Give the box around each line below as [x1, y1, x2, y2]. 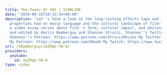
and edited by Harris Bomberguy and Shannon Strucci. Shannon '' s [9, 30, 148, 35]
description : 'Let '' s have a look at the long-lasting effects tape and [5, 16, 159, 21]
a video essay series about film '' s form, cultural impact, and [9, 26, 146, 31]
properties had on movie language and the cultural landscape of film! [9, 21, 162, 26]
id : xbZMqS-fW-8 [14, 58, 48, 63]
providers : [5, 48, 28, 53]
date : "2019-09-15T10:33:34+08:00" [5, 12, 79, 17]
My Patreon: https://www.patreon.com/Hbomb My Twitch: [9, 39, 126, 44]
